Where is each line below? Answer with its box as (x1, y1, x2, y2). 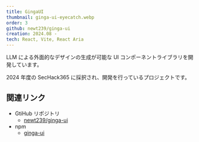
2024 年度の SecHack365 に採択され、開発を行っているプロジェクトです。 (6, 74, 191, 81)
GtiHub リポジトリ (14, 110, 60, 117)
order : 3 (6, 20, 28, 26)
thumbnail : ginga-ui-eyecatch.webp (6, 14, 95, 20)
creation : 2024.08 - (6, 31, 58, 37)
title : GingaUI (6, 8, 44, 15)
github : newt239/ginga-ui (6, 25, 70, 32)
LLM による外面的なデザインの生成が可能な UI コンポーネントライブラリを (6, 54, 189, 60)
